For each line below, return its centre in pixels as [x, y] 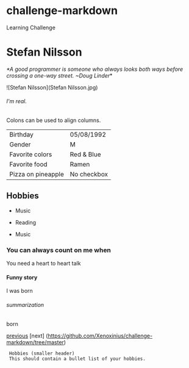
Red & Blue [85, 154]
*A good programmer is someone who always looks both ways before [95, 69]
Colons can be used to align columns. [54, 120]
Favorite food [28, 164]
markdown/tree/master [35, 342]
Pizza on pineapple [37, 175]
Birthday [21, 135]
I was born [20, 291]
